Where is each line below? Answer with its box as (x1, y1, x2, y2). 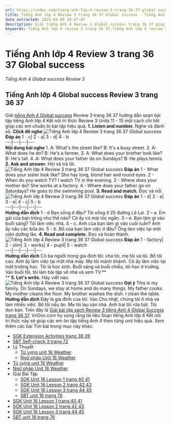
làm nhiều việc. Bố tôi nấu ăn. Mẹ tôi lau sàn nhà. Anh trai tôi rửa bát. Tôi (5, 301, 157, 307)
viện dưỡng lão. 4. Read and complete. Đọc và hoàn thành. (5, 231, 130, 237)
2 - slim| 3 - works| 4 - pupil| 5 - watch (5, 242, 88, 248)
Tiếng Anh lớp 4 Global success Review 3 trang (5, 91, 158, 99)
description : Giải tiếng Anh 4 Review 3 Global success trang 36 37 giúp (5, 21, 165, 27)
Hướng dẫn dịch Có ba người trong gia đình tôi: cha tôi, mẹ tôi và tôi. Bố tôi (5, 252, 162, 259)
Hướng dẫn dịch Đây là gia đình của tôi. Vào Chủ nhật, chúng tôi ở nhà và (5, 296, 159, 302)
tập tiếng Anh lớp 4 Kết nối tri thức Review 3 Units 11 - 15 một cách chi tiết (5, 118, 160, 124)
